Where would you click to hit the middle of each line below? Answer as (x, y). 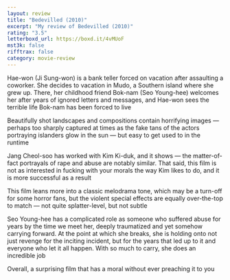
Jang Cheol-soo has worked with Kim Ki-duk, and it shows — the (100, 155)
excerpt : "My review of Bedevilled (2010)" (70, 26)
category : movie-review (41, 58)
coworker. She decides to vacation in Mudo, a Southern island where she (111, 85)
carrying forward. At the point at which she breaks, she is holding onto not (112, 233)
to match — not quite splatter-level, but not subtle (77, 205)
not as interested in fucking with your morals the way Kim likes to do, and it (113, 170)
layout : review (29, 13)
